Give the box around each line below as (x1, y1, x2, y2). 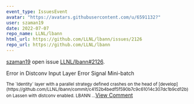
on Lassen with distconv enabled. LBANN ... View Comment (6, 92, 133, 99)
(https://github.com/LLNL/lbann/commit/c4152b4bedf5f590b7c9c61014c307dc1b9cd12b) (6, 86, 189, 92)
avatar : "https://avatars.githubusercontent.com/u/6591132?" (6, 14, 161, 20)
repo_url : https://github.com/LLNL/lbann (6, 42, 111, 48)
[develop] (158, 81, 179, 87)
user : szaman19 (6, 20, 44, 26)
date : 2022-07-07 (6, 25, 49, 31)
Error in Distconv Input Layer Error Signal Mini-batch (6, 70, 135, 77)
